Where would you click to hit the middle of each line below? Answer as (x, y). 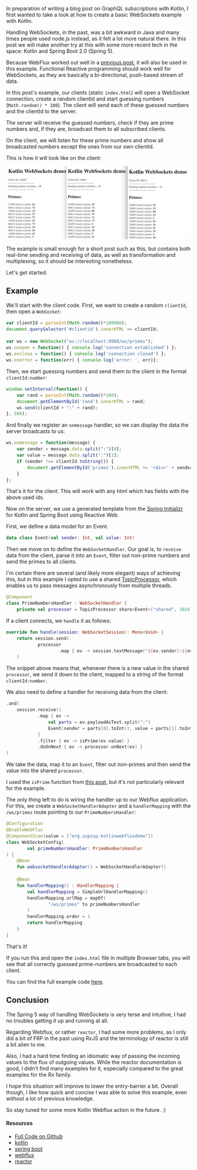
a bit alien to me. (26, 1044)
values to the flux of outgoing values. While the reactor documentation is (94, 1062)
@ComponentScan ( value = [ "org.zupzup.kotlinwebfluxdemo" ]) (80, 836)
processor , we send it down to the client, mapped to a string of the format (95, 675)
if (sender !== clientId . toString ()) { (65, 461)
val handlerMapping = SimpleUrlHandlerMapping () (88, 892)
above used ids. (25, 497)
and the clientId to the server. (42, 111)
